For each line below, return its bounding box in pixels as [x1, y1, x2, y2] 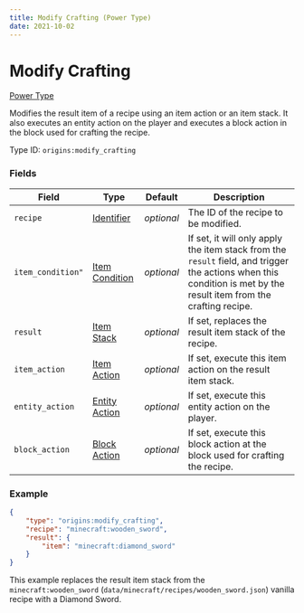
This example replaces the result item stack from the [9, 575, 205, 586]
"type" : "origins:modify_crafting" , [25, 516, 165, 525]
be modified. [187, 217, 242, 230]
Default [145, 191, 178, 203]
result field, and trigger [187, 254, 290, 267]
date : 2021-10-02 [9, 22, 75, 31]
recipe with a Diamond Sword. [9, 594, 122, 605]
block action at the [187, 438, 267, 450]
